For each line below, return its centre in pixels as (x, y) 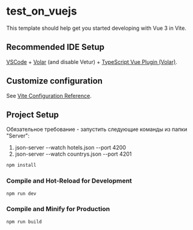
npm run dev (21, 193)
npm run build (24, 221)
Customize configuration (55, 81)
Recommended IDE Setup (56, 47)
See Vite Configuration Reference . (49, 96)
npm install (21, 166)
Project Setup (33, 115)
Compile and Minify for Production (58, 209)
